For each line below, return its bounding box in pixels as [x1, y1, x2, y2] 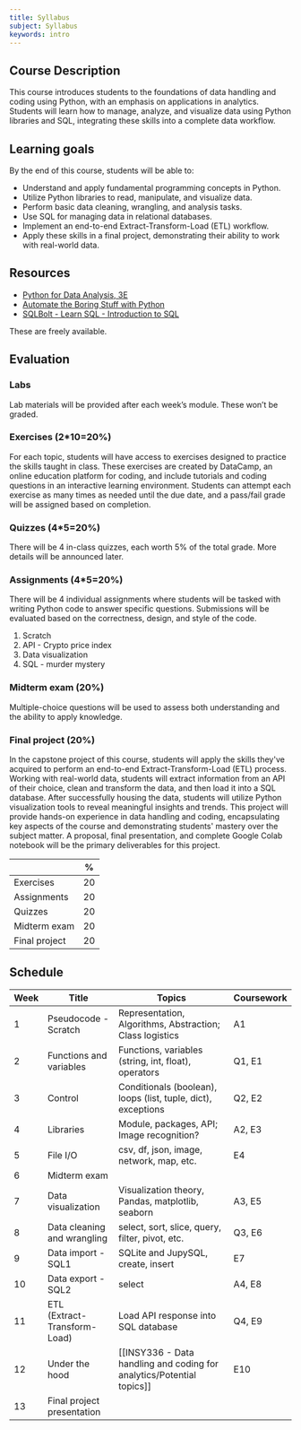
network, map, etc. [117, 1154, 197, 1166]
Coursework [233, 992, 288, 1004]
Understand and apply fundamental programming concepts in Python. [21, 183, 281, 193]
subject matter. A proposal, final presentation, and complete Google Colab [9, 830, 283, 841]
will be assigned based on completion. [9, 498, 151, 509]
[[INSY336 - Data [117, 1346, 194, 1358]
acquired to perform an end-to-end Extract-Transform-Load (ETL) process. [9, 763, 287, 774]
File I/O [47, 1148, 78, 1161]
